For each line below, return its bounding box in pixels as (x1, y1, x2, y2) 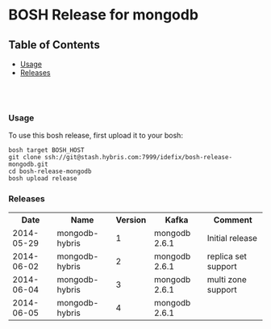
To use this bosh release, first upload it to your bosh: (8, 131, 184, 141)
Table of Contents (8, 38, 101, 52)
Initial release (206, 232, 258, 243)
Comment (213, 214, 252, 226)
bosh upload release (8, 175, 78, 183)
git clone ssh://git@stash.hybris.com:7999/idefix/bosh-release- (8, 154, 232, 162)
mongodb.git (8, 160, 48, 169)
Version (115, 214, 147, 226)
